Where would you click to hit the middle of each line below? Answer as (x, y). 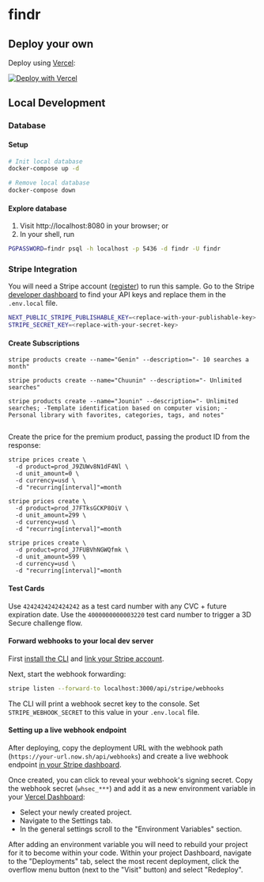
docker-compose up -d (44, 169)
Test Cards (26, 588)
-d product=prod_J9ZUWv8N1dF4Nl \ (72, 467)
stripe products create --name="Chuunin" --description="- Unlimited (125, 381)
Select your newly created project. (75, 812)
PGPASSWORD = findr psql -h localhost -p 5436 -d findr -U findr (115, 249)
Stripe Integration (43, 269)
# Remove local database (49, 183)
